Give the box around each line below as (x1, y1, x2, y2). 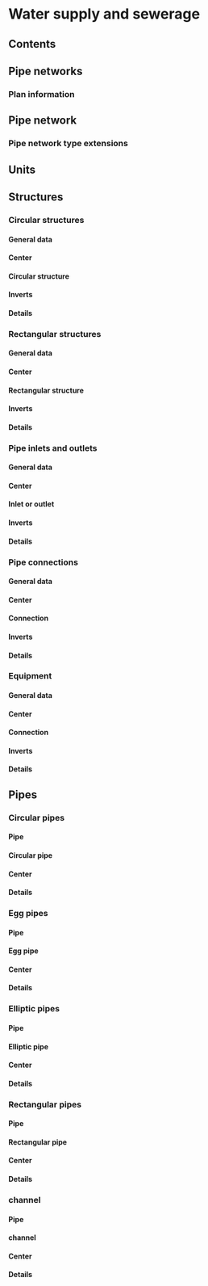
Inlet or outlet (8, 499, 55, 509)
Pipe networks (8, 64, 83, 78)
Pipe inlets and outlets (8, 442, 98, 453)
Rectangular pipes (8, 1099, 82, 1110)
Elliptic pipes (8, 1003, 60, 1015)
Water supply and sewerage (8, 5, 200, 23)
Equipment (8, 670, 52, 682)
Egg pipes (8, 908, 48, 919)
